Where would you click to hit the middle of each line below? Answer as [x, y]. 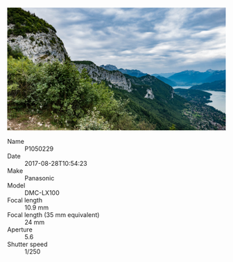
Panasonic [40, 178]
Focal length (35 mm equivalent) [53, 214]
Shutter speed [27, 244]
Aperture [20, 230]
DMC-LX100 [42, 193]
